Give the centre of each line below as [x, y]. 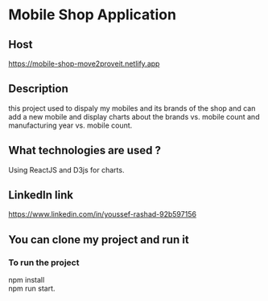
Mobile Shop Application [93, 15]
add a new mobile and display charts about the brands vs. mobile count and [134, 116]
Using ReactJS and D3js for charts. [66, 169]
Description [38, 89]
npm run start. [32, 289]
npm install [27, 280]
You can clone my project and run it [99, 240]
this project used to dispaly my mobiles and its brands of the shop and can [132, 108]
